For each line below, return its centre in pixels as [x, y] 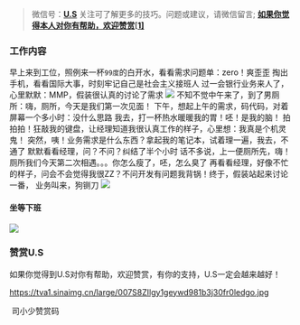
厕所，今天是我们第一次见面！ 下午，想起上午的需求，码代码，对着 [164, 107]
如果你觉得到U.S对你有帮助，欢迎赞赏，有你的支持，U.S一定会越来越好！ [145, 274]
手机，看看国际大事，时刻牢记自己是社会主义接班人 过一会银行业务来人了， [149, 84]
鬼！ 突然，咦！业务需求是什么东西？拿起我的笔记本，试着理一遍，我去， [145, 140]
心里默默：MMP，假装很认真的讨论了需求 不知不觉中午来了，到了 [137, 95]
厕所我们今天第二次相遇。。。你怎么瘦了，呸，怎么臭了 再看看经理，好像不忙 [149, 162]
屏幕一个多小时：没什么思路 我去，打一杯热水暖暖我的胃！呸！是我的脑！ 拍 [150, 117]
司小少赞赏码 [35, 311]
